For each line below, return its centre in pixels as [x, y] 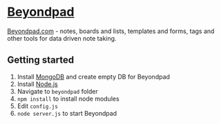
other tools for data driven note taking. [62, 38]
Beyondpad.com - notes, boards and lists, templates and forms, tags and [111, 31]
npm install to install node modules [68, 99]
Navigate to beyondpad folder [57, 91]
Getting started [41, 60]
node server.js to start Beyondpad [67, 113]
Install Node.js [37, 84]
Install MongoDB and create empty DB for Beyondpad [94, 76]
